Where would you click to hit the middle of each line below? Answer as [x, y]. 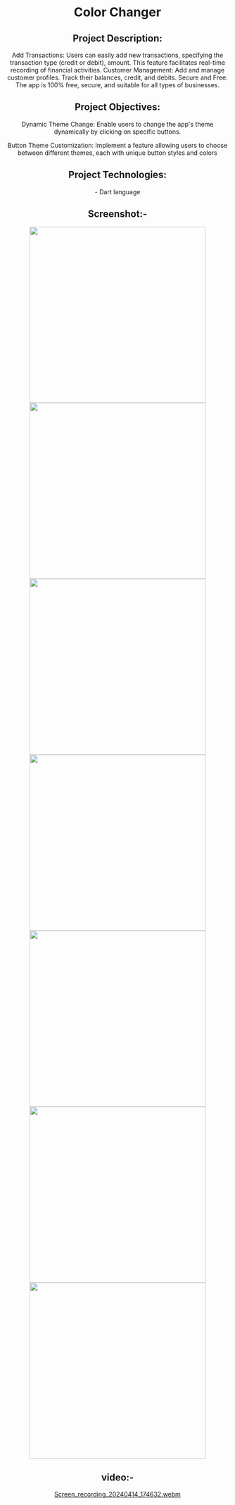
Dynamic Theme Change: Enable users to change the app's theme [118, 124]
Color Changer [118, 12]
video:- [118, 1477]
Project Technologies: [118, 175]
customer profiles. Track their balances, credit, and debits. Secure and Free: [118, 77]
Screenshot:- [118, 214]
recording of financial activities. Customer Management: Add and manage [118, 70]
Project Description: [118, 38]
